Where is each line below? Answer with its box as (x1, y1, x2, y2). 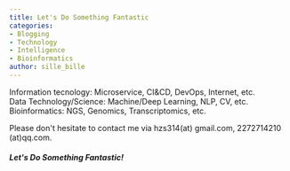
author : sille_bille (9, 63, 86, 72)
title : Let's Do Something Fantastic (9, 12, 149, 22)
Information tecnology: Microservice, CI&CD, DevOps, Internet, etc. (9, 86, 255, 97)
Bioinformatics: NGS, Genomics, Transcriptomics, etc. (9, 105, 206, 116)
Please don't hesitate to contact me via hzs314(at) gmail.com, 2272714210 (9, 122, 282, 133)
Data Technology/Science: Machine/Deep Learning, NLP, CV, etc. (9, 96, 249, 106)
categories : (9, 21, 53, 30)
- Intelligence (9, 46, 66, 55)
